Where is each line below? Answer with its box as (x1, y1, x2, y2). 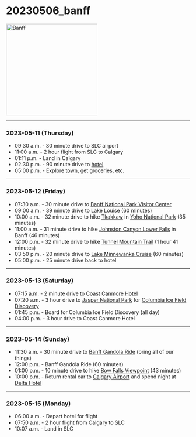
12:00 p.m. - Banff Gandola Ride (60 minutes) (14, 361, 124, 368)
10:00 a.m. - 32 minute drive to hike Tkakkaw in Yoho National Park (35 (14, 213, 185, 220)
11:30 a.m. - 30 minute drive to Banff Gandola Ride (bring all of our (14, 349, 174, 356)
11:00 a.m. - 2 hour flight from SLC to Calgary (14, 148, 124, 156)
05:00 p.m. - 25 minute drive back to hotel (14, 257, 117, 264)
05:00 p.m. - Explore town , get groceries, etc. (14, 167, 125, 174)
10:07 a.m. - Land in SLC (14, 425, 74, 432)
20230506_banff (6, 4, 91, 18)
